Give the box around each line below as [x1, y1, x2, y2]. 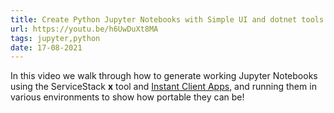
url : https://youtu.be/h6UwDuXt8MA [10, 24, 159, 34]
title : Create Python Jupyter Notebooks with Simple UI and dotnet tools [10, 14, 325, 25]
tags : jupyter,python [10, 33, 101, 43]
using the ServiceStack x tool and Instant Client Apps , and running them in [10, 81, 317, 93]
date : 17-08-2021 [10, 42, 83, 53]
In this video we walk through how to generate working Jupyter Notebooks [10, 70, 318, 82]
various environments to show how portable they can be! [10, 91, 245, 103]
